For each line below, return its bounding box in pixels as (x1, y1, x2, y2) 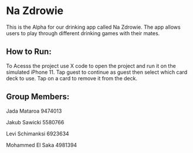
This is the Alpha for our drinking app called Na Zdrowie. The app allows (6, 23, 181, 30)
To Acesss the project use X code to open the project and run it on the (6, 62, 176, 69)
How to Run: (6, 47, 52, 57)
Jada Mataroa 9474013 (6, 107, 62, 114)
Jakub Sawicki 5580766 (6, 118, 65, 125)
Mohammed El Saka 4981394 (6, 141, 77, 148)
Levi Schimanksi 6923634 (6, 130, 69, 137)
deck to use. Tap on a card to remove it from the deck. (6, 74, 138, 81)
